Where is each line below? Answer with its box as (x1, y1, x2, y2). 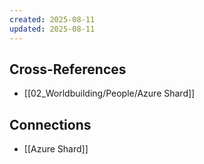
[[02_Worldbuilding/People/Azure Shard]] (23, 87, 196, 100)
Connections (9, 116, 92, 133)
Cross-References (9, 61, 127, 78)
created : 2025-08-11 (9, 14, 96, 25)
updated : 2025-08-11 (9, 24, 96, 34)
